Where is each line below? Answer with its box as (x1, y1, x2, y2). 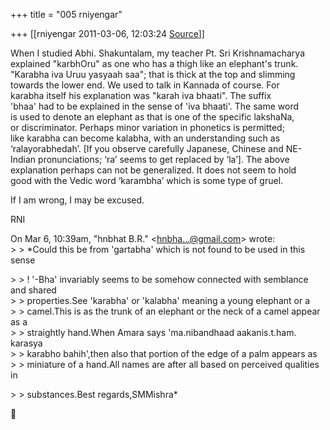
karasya (10, 337, 43, 349)
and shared (10, 284, 57, 296)
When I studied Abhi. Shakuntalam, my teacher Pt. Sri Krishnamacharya (10, 47, 305, 59)
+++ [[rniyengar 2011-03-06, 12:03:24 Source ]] (10, 28, 205, 39)
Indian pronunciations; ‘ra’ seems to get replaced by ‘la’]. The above (10, 154, 290, 165)
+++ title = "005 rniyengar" (10, 9, 123, 20)
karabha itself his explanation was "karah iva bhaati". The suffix (10, 90, 272, 101)
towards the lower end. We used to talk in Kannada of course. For (10, 79, 280, 91)
